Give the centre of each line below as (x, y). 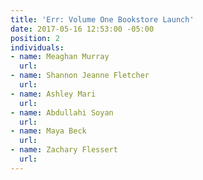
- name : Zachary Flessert (64, 150)
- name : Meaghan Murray (60, 57)
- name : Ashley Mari (53, 94)
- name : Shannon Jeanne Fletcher (80, 76)
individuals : (37, 47)
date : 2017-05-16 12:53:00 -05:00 (82, 29)
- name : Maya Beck (48, 131)
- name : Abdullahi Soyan (62, 112)
